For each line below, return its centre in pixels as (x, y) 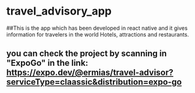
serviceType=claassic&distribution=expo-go (94, 82)
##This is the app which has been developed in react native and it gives (97, 28)
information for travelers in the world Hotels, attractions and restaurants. (97, 34)
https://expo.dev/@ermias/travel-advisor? (90, 73)
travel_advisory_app (59, 11)
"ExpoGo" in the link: (48, 63)
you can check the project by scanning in (87, 54)
